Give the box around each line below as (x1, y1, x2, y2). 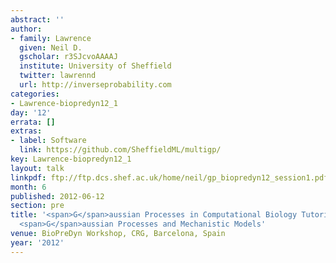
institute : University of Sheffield (19, 61, 172, 71)
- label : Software (10, 136, 87, 146)
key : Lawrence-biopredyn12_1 (10, 154, 132, 164)
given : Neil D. (19, 42, 83, 53)
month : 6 (10, 182, 47, 192)
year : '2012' (10, 237, 65, 248)
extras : (10, 126, 43, 136)
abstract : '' (10, 14, 65, 25)
